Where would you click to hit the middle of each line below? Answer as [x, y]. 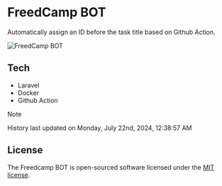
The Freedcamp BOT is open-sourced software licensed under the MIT [111, 167]
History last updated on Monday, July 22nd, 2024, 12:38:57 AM [100, 128]
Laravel [28, 85]
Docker [28, 92]
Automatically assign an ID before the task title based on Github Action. [111, 32]
